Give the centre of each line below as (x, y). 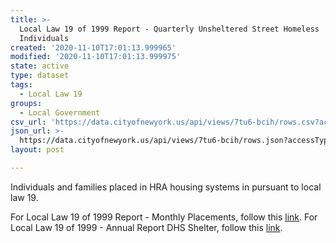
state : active (40, 66)
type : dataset (40, 76)
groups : (26, 103)
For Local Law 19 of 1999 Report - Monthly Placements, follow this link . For (164, 217)
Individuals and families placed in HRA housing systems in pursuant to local (166, 187)
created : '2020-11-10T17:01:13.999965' (93, 47)
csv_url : (28, 122)
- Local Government (60, 112)
